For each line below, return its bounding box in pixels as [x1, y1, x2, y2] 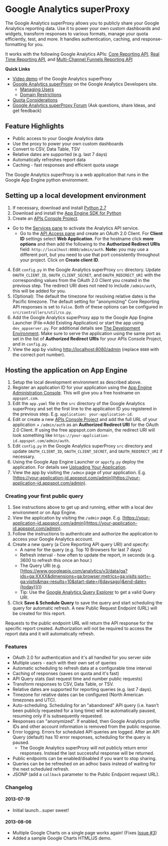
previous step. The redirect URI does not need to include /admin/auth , [12, 282, 156, 288]
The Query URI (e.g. [19, 562, 61, 568]
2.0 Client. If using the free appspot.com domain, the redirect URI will [12, 427, 155, 433]
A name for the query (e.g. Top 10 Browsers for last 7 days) [19, 546, 142, 552]
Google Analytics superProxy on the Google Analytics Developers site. [12, 81, 157, 87]
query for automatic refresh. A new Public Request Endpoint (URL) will [12, 605, 157, 611]
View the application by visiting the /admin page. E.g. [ [12, 514, 124, 520]
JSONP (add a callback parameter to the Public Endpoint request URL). [12, 771, 160, 777]
